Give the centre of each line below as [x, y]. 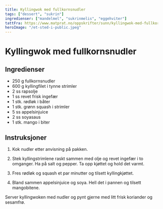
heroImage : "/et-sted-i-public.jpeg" [43, 28]
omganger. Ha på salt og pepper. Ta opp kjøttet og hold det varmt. [78, 163]
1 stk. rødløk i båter [31, 102]
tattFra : [14, 23]
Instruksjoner [26, 137]
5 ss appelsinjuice [30, 112]
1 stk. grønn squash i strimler [41, 107]
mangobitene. [26, 188]
